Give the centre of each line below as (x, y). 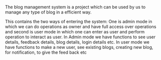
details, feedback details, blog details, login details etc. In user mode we (77, 42)
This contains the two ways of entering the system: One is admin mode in (79, 22)
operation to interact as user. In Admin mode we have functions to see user (80, 37)
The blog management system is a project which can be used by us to (75, 7)
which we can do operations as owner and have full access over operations (81, 27)
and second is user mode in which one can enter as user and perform (75, 32)
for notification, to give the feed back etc (46, 52)
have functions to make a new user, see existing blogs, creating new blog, (79, 47)
